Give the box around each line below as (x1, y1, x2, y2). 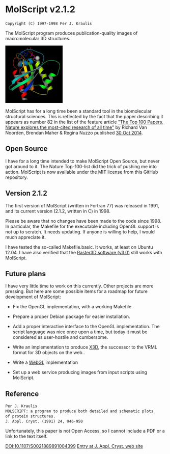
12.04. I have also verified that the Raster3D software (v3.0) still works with (5, 249, 162, 255)
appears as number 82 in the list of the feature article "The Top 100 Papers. (5, 119, 164, 125)
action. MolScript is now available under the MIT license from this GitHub (5, 169, 158, 175)
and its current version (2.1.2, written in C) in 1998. (5, 208, 111, 214)
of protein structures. (5, 414, 56, 419)
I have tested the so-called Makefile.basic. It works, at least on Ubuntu (5, 244, 154, 250)
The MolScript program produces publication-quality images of (5, 30, 138, 36)
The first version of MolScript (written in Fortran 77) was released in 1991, (5, 202, 159, 208)
